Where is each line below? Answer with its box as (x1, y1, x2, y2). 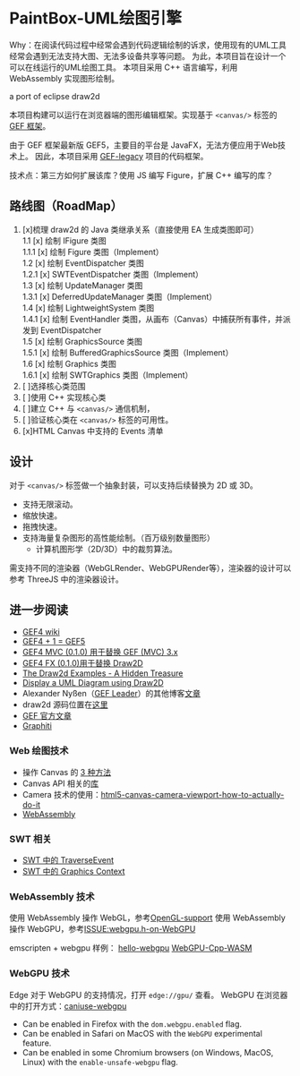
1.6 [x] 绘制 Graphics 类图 (21, 358, 116, 369)
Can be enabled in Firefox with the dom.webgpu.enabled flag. (21, 1018, 243, 1029)
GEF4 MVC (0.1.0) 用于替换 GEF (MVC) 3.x (21, 646, 178, 658)
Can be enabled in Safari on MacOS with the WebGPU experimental (21, 1028, 262, 1038)
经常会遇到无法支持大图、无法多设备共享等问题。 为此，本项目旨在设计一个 (9, 50, 287, 61)
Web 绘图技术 (9, 745, 69, 757)
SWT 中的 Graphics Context (21, 866, 125, 876)
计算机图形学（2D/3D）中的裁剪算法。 (35, 543, 177, 554)
